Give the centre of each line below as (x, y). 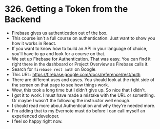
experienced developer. (35, 116)
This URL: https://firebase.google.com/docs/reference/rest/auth (76, 74)
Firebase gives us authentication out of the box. (60, 33)
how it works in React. (34, 43)
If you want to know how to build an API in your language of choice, (80, 48)
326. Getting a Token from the (66, 9)
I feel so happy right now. (37, 121)
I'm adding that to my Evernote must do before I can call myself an (79, 110)
